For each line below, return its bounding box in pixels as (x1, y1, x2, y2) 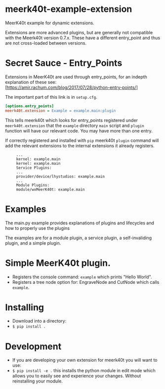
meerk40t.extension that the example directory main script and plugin (5, 123, 144, 129)
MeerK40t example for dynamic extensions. (5, 20, 95, 26)
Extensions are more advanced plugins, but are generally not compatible (5, 29, 153, 35)
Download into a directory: (12, 318, 67, 324)
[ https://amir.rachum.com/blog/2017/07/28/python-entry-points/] (5, 84, 138, 90)
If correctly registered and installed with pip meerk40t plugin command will (5, 137, 159, 143)
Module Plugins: (16, 183, 50, 188)
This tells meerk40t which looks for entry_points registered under (5, 117, 138, 123)
